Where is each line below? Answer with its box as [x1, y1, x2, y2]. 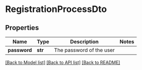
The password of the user [54, 46, 115, 53]
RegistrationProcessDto [5, 3, 107, 15]
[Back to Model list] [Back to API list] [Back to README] [5, 59, 120, 65]
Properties [5, 23, 39, 32]
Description [70, 38, 99, 45]
